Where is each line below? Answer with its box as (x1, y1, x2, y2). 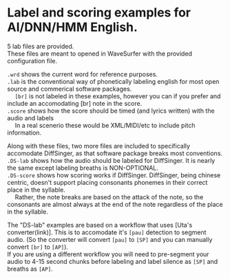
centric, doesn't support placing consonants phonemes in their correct (7, 178, 208, 186)
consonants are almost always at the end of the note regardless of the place (7, 200, 223, 208)
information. (7, 129, 42, 137)
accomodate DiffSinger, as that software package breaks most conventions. (7, 149, 222, 157)
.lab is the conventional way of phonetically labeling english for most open (7, 77, 220, 85)
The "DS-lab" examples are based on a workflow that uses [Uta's (7, 221, 193, 229)
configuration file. (7, 56, 57, 65)
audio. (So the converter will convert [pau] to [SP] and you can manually (7, 235, 213, 243)
